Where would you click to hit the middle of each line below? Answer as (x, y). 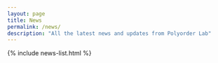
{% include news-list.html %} (50, 53)
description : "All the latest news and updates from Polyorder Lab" (109, 33)
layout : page (26, 14)
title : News (25, 20)
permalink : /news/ (34, 27)
